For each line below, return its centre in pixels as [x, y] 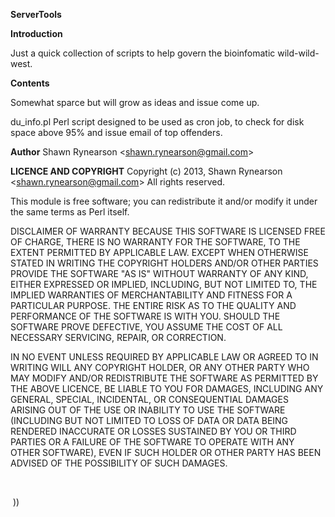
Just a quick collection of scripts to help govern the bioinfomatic [143, 53]
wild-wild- [298, 53]
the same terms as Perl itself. [70, 212]
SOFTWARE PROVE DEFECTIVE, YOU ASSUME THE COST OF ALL [146, 327]
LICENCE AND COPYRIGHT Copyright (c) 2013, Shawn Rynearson [146, 171]
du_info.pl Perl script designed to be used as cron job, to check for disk [157, 122]
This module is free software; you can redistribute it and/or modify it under [164, 201]
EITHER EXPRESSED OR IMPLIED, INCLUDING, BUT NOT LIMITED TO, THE [164, 284]
